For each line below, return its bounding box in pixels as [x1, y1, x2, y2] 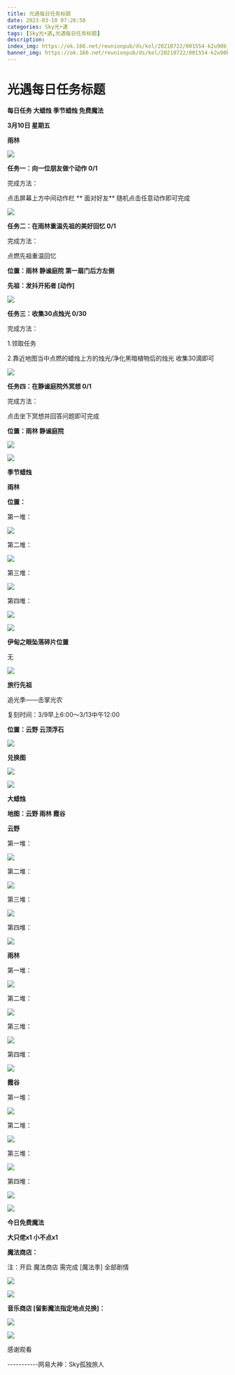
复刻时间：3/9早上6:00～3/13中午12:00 [7, 710, 120, 719]
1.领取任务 [7, 339, 36, 347]
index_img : [7, 43, 39, 50]
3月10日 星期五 [7, 120, 50, 130]
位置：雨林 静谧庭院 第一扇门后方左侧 [7, 266, 115, 275]
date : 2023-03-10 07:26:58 [7, 17, 86, 24]
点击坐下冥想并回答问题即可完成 [7, 411, 99, 420]
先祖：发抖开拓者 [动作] [7, 281, 75, 289]
